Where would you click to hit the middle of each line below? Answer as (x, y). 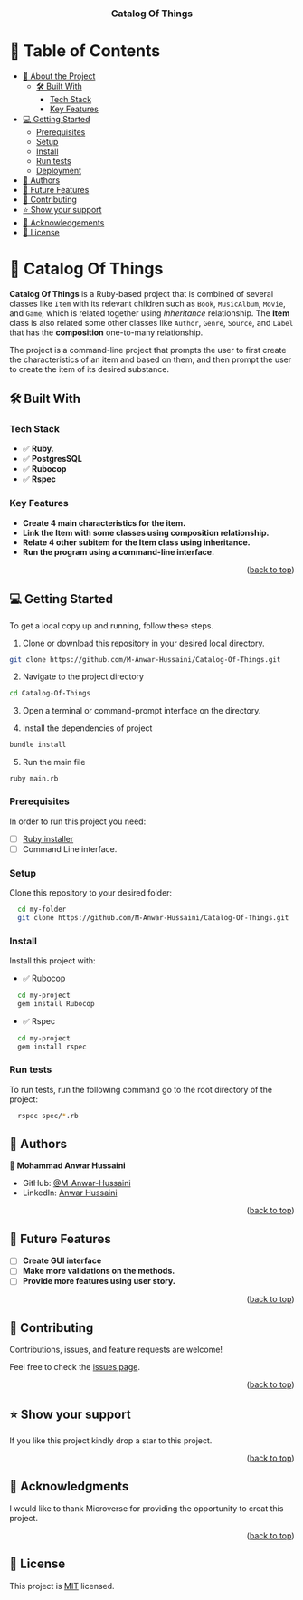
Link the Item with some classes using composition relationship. (146, 532)
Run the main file (54, 762)
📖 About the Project (59, 76)
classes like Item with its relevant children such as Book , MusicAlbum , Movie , (148, 303)
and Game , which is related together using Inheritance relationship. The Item (150, 313)
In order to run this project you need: (78, 821)
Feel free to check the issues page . (75, 1367)
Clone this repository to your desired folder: (91, 892)
